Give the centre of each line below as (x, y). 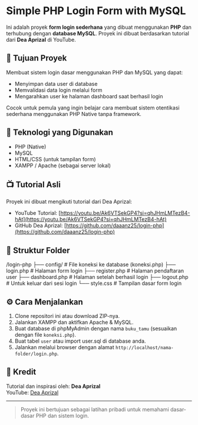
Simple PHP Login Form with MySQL (96, 11)
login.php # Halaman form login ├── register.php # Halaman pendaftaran (95, 271)
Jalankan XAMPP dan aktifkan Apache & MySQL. (74, 322)
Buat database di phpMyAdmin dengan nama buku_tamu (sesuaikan (96, 328)
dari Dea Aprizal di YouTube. (41, 39)
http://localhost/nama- (145, 348)
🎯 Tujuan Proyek (37, 58)
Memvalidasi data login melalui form (58, 90)
